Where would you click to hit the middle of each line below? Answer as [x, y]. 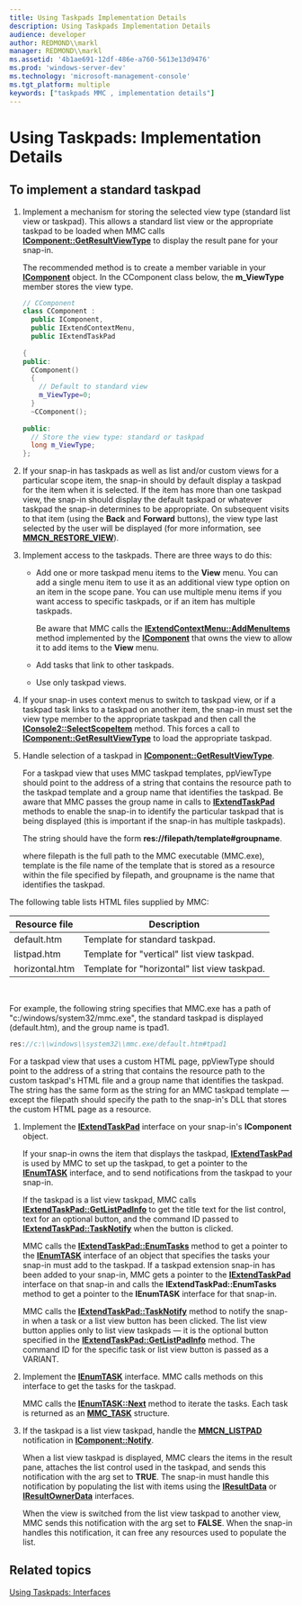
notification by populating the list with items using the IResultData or [149, 1486]
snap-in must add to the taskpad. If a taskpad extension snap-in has [149, 1265]
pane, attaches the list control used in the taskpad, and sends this [144, 1467]
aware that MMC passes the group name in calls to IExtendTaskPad [149, 802]
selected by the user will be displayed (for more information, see [142, 529]
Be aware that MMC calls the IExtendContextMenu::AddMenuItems [163, 629]
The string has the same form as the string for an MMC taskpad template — [149, 1090]
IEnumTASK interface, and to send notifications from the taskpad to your [157, 1173]
